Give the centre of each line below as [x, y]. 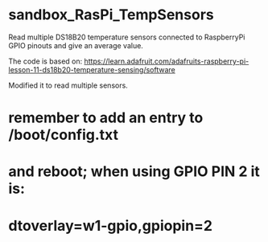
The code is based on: [45, 61]
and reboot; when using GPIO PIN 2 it [134, 172]
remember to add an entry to [106, 118]
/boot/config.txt [64, 135]
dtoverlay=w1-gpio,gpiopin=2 [111, 226]
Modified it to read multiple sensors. [68, 85]
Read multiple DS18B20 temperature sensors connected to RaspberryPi [127, 37]
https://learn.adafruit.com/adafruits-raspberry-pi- [167, 61]
